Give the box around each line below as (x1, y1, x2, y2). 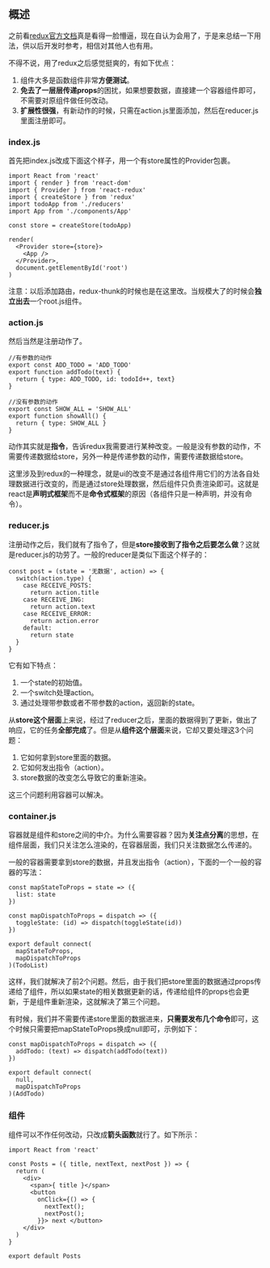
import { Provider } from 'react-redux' (8, 186, 147, 194)
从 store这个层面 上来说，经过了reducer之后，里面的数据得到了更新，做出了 (8, 715, 258, 724)
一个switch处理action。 (19, 687, 99, 698)
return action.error (29, 617, 99, 625)
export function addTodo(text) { (8, 368, 121, 376)
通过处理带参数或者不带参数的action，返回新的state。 (19, 698, 200, 707)
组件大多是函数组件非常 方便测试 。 (19, 75, 134, 85)
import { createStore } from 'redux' (8, 193, 136, 201)
